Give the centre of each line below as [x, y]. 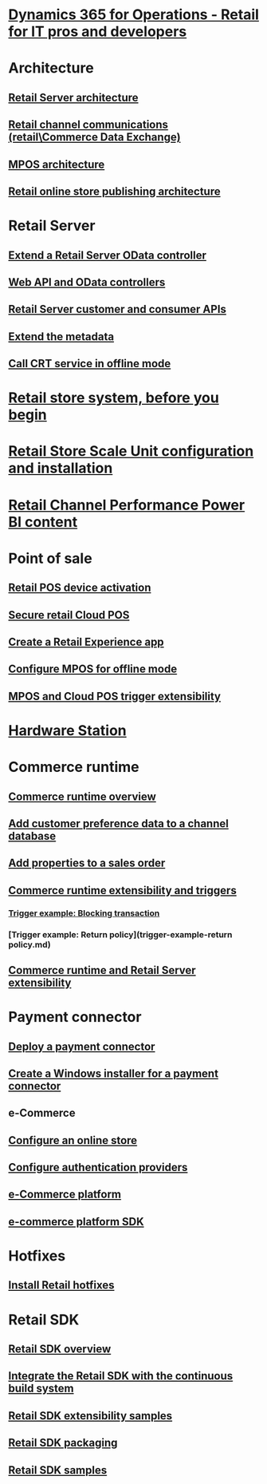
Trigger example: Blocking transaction [84, 913]
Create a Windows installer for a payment [114, 1073]
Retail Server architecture [73, 97]
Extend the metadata [61, 336]
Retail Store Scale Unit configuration [131, 451]
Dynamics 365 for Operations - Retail [133, 15]
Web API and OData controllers [87, 282]
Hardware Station [67, 730]
